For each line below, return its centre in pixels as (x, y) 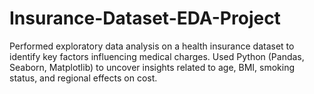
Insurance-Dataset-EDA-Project (145, 18)
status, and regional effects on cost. (83, 78)
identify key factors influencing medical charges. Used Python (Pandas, (157, 56)
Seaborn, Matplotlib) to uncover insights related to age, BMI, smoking (152, 67)
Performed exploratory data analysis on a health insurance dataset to (152, 46)
